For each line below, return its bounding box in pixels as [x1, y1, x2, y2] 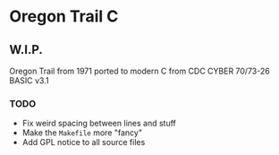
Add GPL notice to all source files [21, 137, 146, 148]
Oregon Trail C [9, 6, 119, 27]
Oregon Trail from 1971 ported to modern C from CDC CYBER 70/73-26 [9, 65, 270, 76]
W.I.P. [9, 42, 43, 57]
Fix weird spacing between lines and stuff [21, 118, 176, 129]
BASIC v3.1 [9, 75, 49, 86]
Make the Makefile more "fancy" [21, 127, 143, 138]
